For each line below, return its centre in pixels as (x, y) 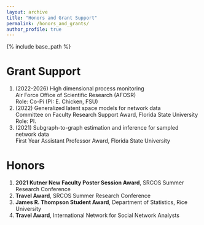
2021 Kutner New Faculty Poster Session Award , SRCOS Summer (100, 183)
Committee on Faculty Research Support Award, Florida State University (107, 115)
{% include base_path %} (39, 47)
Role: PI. (26, 121)
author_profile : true (34, 29)
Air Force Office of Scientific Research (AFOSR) (76, 95)
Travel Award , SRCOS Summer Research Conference (83, 196)
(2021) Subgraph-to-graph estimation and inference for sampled (97, 128)
